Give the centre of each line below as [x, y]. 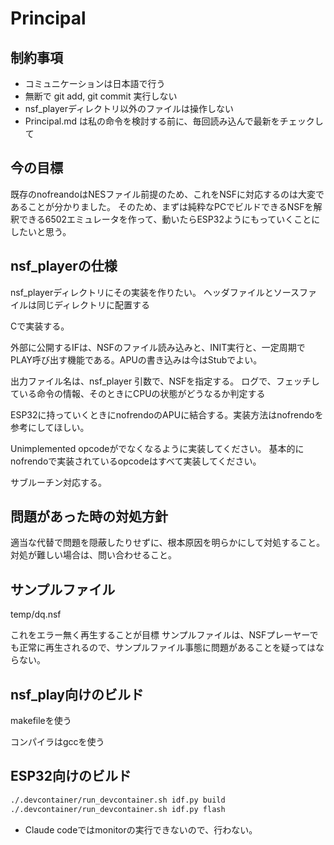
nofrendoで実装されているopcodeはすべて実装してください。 [136, 461]
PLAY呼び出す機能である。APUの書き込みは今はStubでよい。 [136, 359]
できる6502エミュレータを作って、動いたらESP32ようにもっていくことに [169, 219]
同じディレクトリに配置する [93, 304]
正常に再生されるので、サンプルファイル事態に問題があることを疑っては [167, 648]
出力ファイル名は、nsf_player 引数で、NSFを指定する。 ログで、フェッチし [165, 381]
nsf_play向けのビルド [77, 694]
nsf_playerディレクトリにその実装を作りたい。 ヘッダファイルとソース [155, 292]
